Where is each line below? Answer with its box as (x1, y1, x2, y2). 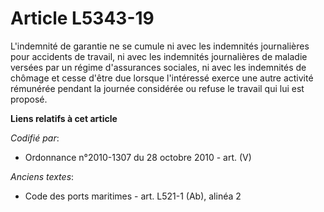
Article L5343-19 (10, 7, 155, 30)
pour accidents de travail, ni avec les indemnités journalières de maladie (10, 50, 308, 62)
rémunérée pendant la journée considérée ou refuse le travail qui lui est (10, 82, 305, 94)
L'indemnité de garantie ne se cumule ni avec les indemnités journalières (10, 40, 310, 52)
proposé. (10, 93, 48, 105)
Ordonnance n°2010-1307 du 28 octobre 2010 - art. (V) (24, 151, 252, 163)
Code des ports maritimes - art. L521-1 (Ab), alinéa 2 (24, 190, 242, 202)
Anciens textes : (10, 170, 75, 182)
